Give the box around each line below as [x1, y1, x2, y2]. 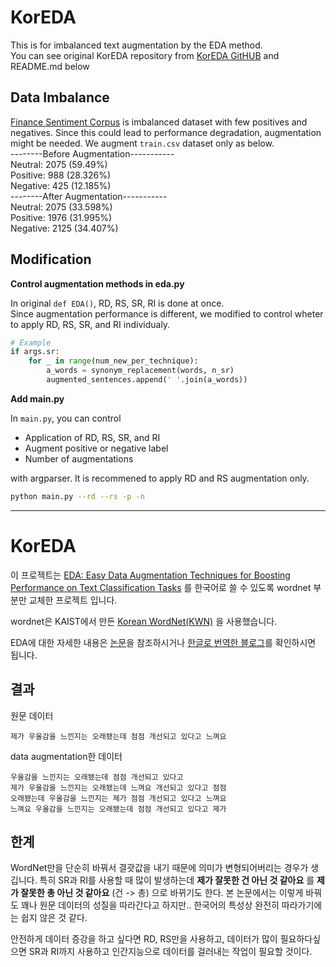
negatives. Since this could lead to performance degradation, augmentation [10, 126, 322, 138]
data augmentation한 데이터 [10, 750, 123, 762]
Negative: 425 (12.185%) [10, 179, 112, 191]
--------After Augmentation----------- [10, 190, 168, 202]
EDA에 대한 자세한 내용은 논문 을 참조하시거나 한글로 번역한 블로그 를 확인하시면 [10, 636, 317, 648]
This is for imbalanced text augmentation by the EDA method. [10, 39, 263, 51]
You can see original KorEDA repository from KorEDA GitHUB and [10, 49, 280, 61]
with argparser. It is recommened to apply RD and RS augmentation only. [10, 472, 310, 484]
